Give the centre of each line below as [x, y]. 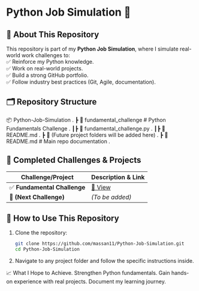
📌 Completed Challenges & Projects [74, 160]
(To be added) [111, 197]
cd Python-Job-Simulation [47, 250]
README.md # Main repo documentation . [58, 141]
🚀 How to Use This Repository [63, 219]
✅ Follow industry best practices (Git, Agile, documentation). [81, 82]
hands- [180, 273]
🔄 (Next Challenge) [37, 197]
